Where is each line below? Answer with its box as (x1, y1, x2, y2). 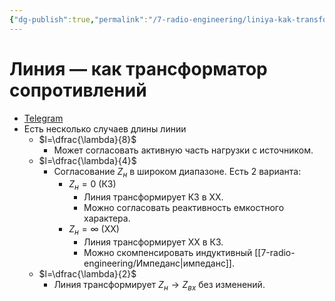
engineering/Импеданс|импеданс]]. (83, 257, 235, 269)
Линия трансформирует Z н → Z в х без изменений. (53, 278, 266, 293)
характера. (83, 212, 131, 225)
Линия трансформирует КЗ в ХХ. (83, 191, 224, 203)
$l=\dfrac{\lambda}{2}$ (38, 267, 137, 280)
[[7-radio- (254, 246, 296, 258)
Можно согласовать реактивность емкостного (83, 202, 285, 214)
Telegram (23, 112, 64, 124)
